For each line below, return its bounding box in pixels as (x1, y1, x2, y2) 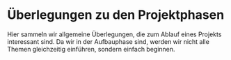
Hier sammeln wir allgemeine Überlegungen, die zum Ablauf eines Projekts (7, 30, 222, 38)
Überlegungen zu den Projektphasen (7, 7, 225, 23)
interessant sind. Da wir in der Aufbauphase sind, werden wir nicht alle (7, 37, 210, 45)
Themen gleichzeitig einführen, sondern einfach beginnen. (7, 45, 175, 53)
